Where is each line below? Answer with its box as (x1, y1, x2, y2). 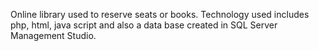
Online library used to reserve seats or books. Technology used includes (10, 9, 310, 20)
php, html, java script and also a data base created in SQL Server (10, 19, 278, 31)
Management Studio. (10, 30, 97, 41)
